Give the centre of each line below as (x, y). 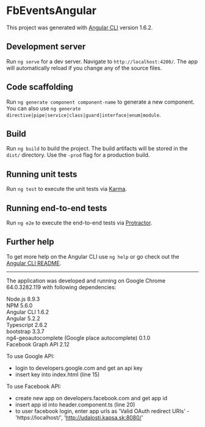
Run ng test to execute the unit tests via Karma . (67, 189)
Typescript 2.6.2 (27, 325)
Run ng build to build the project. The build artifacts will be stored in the (97, 149)
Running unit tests (42, 174)
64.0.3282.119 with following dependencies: (61, 287)
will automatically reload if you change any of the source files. (84, 68)
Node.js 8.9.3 (23, 299)
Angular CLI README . (34, 263)
